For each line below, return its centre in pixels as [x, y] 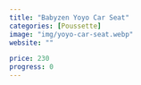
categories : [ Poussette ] [55, 26]
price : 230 [29, 59]
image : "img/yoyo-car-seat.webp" [71, 34]
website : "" [31, 42]
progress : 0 [31, 67]
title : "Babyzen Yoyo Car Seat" [69, 17]
